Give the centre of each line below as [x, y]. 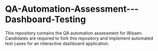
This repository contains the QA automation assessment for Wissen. [74, 33]
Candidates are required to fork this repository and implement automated [79, 38]
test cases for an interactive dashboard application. [57, 43]
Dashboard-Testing [46, 19]
